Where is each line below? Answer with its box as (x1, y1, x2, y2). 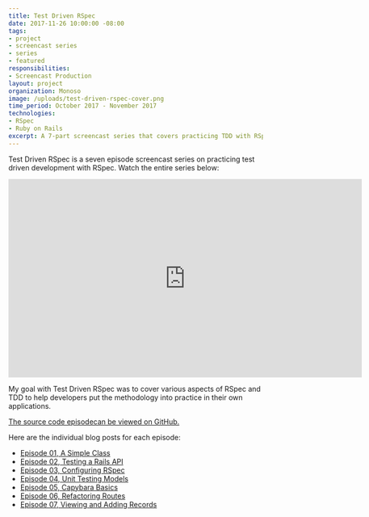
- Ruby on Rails (8, 124, 63, 132)
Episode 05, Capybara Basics (19, 482, 119, 492)
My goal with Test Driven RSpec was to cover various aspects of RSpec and (8, 384, 261, 393)
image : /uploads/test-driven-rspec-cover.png (8, 95, 164, 103)
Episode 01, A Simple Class (19, 448, 111, 457)
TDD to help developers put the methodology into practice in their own (8, 393, 244, 402)
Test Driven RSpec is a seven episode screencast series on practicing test (8, 154, 255, 164)
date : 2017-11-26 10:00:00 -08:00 (8, 19, 125, 27)
